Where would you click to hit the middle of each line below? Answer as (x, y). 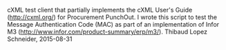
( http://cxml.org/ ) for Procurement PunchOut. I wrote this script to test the (112, 17)
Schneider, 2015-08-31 (40, 39)
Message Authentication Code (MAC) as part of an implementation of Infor (113, 24)
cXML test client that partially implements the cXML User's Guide (100, 10)
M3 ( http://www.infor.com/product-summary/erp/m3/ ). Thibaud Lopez (107, 32)
